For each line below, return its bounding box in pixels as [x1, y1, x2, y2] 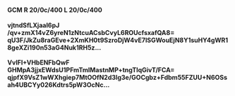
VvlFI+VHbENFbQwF [7, 58, 70, 67]
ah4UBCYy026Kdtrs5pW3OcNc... [7, 81, 110, 89]
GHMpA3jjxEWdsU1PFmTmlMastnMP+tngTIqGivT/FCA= [7, 66, 175, 74]
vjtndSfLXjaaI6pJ [7, 21, 60, 29]
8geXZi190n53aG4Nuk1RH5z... [7, 43, 102, 52]
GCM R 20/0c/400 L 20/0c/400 [7, 6, 102, 14]
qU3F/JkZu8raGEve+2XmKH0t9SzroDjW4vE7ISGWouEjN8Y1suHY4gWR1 [7, 36, 229, 45]
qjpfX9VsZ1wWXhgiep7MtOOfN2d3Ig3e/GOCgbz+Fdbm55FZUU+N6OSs [7, 74, 228, 82]
